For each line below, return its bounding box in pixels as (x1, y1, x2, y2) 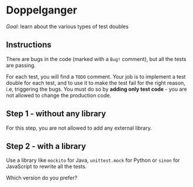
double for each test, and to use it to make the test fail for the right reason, (6, 79, 185, 86)
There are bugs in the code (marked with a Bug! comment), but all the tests (6, 55, 187, 62)
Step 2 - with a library (6, 141, 87, 151)
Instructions (6, 40, 51, 50)
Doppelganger (6, 4, 78, 17)
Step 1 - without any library (6, 109, 106, 119)
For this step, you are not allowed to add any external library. (6, 124, 152, 131)
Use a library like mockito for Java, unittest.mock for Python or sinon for (6, 157, 180, 164)
